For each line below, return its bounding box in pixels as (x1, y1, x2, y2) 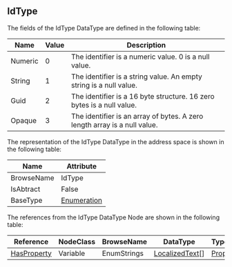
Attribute (66, 161, 97, 171)
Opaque (10, 115, 37, 125)
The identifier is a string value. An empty (71, 72, 202, 81)
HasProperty (10, 248, 52, 258)
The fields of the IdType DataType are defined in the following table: (7, 23, 201, 32)
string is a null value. (71, 80, 138, 90)
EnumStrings (101, 248, 144, 258)
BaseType (10, 195, 43, 205)
